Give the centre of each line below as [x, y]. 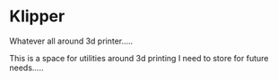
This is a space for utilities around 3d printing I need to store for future [139, 58]
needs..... [26, 68]
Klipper [37, 16]
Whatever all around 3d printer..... [71, 41]
